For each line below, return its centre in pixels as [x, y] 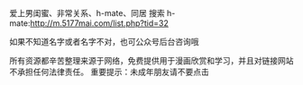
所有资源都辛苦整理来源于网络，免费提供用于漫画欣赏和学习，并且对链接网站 [151, 60]
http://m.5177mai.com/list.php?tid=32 [100, 23]
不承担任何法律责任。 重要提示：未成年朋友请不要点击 [109, 72]
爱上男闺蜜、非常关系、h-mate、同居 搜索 [87, 13]
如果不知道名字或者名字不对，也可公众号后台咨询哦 [104, 42]
